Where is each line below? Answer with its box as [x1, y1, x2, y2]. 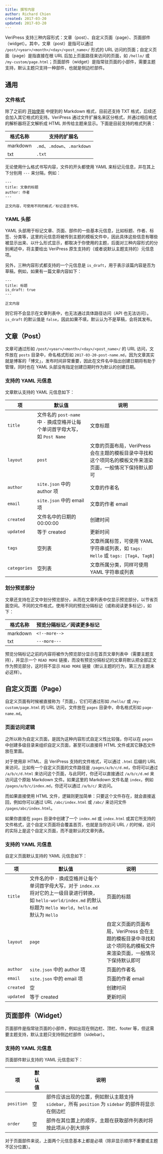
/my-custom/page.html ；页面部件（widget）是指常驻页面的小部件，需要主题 [5, 59, 156, 65]
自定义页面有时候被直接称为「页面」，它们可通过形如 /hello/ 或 [5, 698, 131, 705]
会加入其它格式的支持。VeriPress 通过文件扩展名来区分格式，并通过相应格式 [5, 114, 157, 120]
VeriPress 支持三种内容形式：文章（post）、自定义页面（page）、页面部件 [5, 34, 151, 40]
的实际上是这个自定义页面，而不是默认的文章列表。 [5, 827, 107, 833]
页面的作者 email [106, 975, 145, 982]
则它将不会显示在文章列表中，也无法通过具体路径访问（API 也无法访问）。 [5, 310, 151, 316]
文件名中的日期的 [37, 514, 76, 520]
